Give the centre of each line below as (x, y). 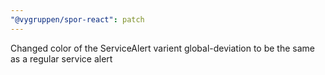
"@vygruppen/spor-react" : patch (77, 19)
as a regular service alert (61, 58)
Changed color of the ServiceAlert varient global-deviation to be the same (162, 48)
